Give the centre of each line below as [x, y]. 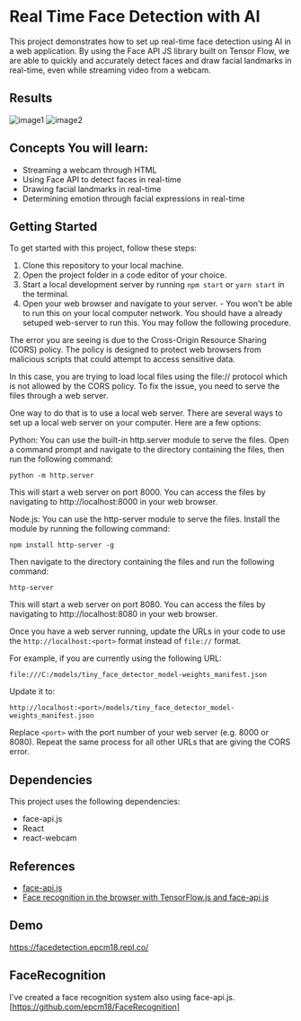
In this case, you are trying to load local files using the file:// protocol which [148, 377]
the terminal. [46, 295]
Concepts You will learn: [79, 149]
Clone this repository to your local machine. [103, 266]
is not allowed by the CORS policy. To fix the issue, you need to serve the [145, 386]
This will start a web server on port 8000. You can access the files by [138, 492]
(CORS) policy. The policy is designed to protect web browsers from [136, 350]
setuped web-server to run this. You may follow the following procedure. [157, 323]
